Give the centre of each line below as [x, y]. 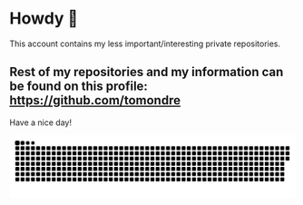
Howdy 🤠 [44, 19]
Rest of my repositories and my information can [147, 72]
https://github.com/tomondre [95, 100]
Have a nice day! [41, 122]
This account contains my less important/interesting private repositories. [145, 44]
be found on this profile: [78, 87]
